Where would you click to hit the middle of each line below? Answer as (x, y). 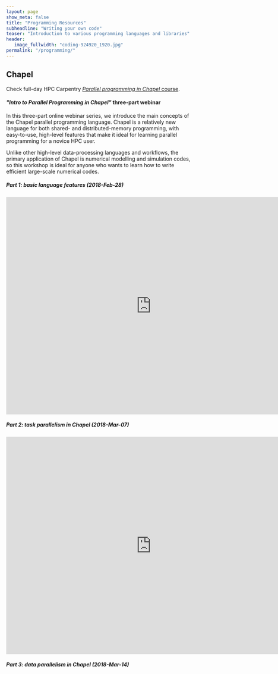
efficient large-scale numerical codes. (53, 171)
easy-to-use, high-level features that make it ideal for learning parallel (92, 134)
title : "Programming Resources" (46, 23)
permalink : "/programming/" (41, 51)
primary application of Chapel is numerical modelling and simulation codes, (98, 159)
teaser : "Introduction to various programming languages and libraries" (98, 34)
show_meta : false (28, 17)
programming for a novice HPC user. (51, 141)
